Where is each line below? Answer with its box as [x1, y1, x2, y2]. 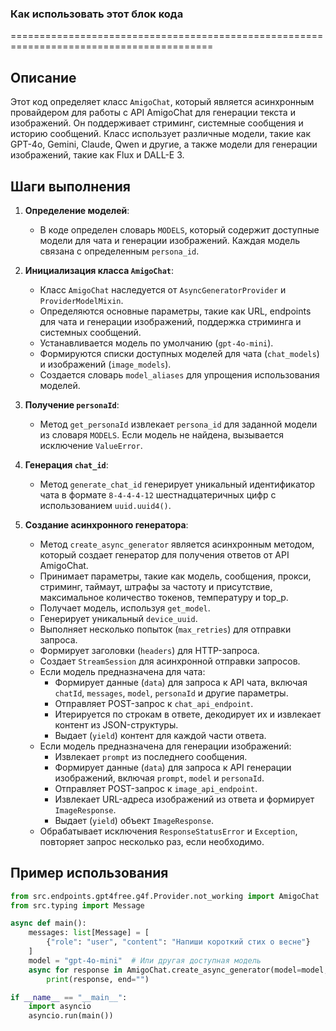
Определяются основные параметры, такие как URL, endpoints [39, 305, 312, 317]
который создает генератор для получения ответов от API [39, 548, 290, 561]
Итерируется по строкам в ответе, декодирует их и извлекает [54, 708, 322, 720]
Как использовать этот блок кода [10, 7, 184, 21]
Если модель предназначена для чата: [39, 665, 206, 677]
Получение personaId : [24, 398, 120, 411]
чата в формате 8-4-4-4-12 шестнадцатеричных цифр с [39, 488, 277, 501]
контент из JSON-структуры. [54, 718, 179, 731]
